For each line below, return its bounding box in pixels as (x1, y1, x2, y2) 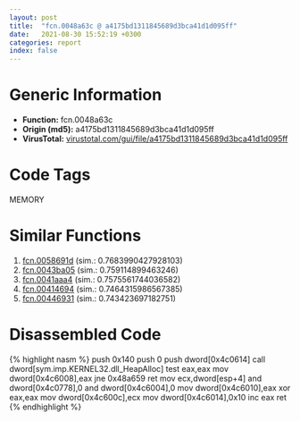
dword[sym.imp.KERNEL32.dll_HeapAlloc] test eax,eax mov (9, 363, 229, 374)
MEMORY (9, 194, 45, 205)
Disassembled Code (9, 324, 162, 345)
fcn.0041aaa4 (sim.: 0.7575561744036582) (21, 274, 181, 284)
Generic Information (9, 85, 162, 105)
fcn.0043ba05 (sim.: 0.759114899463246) (21, 265, 179, 275)
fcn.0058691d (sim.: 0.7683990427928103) (21, 255, 183, 265)
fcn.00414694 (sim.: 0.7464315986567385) (21, 283, 183, 294)
